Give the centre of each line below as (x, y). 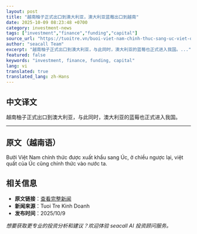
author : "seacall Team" (35, 44)
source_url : (21, 39)
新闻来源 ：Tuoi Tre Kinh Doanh (52, 206)
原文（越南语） (33, 143)
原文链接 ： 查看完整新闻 (43, 198)
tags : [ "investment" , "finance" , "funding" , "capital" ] (72, 33)
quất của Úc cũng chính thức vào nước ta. (57, 163)
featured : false (26, 55)
